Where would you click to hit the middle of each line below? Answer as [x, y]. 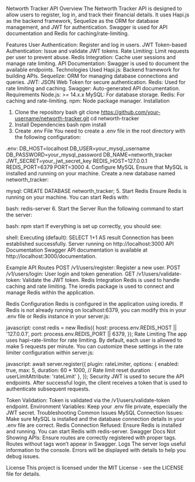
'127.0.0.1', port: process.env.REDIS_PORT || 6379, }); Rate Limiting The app [97, 334]
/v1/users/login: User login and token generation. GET [71, 274]
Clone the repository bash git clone [57, 112]
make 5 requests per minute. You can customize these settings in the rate [95, 346]
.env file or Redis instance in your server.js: [58, 316]
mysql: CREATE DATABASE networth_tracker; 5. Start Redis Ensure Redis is [96, 191]
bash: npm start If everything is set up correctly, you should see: [84, 226]
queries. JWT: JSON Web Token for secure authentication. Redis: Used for [96, 82]
